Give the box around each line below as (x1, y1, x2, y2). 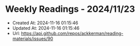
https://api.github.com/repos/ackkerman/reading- (21, 30, 124, 36)
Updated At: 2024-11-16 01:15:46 (12, 25, 80, 31)
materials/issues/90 (12, 36, 53, 42)
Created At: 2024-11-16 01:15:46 (12, 20, 78, 26)
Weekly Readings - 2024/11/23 (5, 3, 136, 15)
